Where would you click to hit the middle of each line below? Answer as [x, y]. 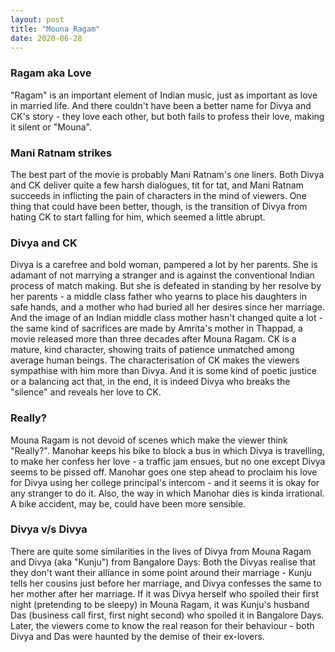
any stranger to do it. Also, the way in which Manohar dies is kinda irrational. [167, 493]
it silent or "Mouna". [51, 127]
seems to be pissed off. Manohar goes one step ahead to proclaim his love [164, 472]
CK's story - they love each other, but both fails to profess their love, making [167, 116]
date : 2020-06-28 [46, 38]
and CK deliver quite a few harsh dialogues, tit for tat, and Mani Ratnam [157, 185]
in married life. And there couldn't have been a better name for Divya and [161, 105]
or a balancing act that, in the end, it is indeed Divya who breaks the [150, 382]
